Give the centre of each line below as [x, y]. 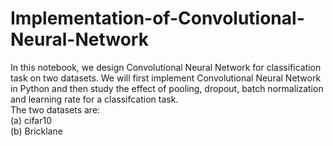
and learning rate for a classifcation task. [94, 99]
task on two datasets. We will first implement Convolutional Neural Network [166, 78]
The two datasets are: [55, 109]
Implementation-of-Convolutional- [157, 18]
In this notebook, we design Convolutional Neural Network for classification [166, 67]
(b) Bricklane [36, 131]
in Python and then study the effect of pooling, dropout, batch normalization [167, 88]
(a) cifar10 [31, 120]
